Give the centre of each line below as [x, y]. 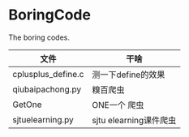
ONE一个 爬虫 [118, 105]
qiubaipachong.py [47, 89]
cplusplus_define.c [48, 74]
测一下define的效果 [129, 75]
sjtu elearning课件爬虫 [134, 120]
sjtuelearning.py [43, 119]
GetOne [27, 105]
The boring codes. [39, 37]
